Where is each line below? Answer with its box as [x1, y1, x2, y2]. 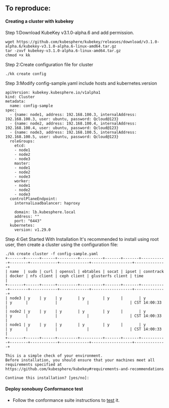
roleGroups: [10, 139, 35, 144]
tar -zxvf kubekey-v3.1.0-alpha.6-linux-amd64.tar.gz [5, 48, 121, 53]
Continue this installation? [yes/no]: [5, 375, 90, 380]
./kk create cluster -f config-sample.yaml [5, 251, 99, 256]
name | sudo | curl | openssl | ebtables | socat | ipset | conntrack [10, 269, 164, 274]
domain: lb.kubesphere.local [14, 210, 76, 215]
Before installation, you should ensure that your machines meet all [5, 357, 155, 362]
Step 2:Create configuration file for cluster [5, 61, 94, 67]
